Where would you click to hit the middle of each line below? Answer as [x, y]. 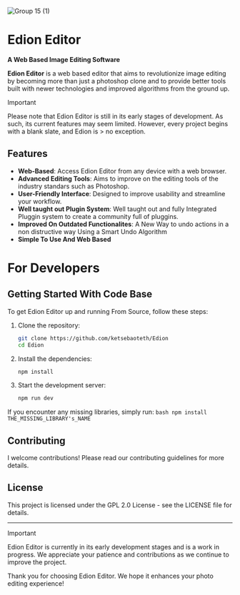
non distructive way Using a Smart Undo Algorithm [92, 231]
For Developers [54, 268]
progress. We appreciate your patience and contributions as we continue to [119, 554]
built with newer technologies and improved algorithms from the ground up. [119, 88]
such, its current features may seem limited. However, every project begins [118, 123]
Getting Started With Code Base [80, 294]
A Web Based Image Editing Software [64, 59]
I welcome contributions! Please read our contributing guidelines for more [116, 458]
